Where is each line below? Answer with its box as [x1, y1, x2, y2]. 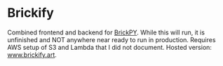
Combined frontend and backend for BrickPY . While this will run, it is [7, 28, 205, 37]
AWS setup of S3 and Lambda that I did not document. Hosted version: [7, 43, 212, 51]
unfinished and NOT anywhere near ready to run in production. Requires [7, 35, 216, 44]
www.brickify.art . [7, 51, 58, 59]
